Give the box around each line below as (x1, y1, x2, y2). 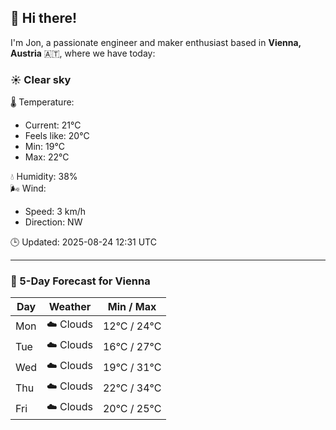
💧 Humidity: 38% (10, 171, 78, 183)
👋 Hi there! (10, 10, 78, 27)
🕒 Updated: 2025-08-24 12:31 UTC (10, 236, 157, 248)
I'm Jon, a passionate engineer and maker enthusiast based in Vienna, (10, 36, 302, 48)
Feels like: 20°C (24, 130, 90, 142)
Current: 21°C (24, 119, 82, 131)
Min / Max (107, 300, 157, 314)
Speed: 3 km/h (24, 206, 87, 218)
